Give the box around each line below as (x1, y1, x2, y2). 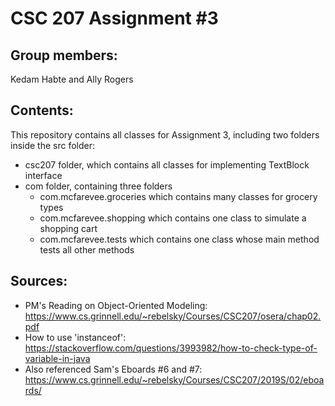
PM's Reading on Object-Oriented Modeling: (24, 299, 208, 311)
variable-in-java (24, 352, 91, 364)
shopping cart (39, 222, 98, 234)
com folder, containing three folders (24, 180, 173, 192)
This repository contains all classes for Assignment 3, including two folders (10, 128, 320, 141)
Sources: (10, 273, 68, 290)
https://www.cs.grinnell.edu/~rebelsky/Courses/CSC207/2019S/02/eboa (24, 373, 325, 386)
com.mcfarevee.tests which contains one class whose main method (39, 233, 320, 245)
